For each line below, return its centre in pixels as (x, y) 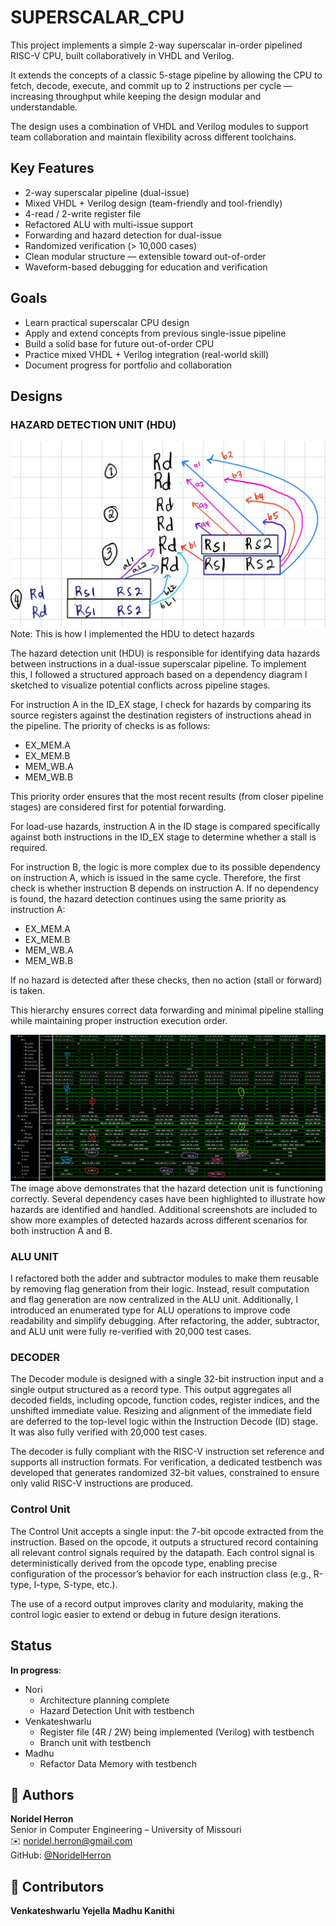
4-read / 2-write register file (83, 213)
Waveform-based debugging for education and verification (146, 267)
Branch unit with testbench (95, 1742)
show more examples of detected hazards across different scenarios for (159, 1220)
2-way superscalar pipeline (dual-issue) (107, 192)
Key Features (52, 168)
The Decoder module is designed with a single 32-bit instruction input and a (167, 1379)
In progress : (36, 1670)
